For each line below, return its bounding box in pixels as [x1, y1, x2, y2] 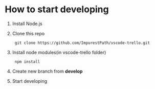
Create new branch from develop [12, 68, 83, 74]
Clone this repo [12, 30, 45, 36]
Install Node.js [12, 20, 42, 27]
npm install [14, 59, 40, 64]
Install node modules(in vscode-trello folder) [12, 49, 106, 55]
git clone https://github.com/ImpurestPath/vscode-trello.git [14, 40, 150, 46]
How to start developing [5, 4, 109, 15]
